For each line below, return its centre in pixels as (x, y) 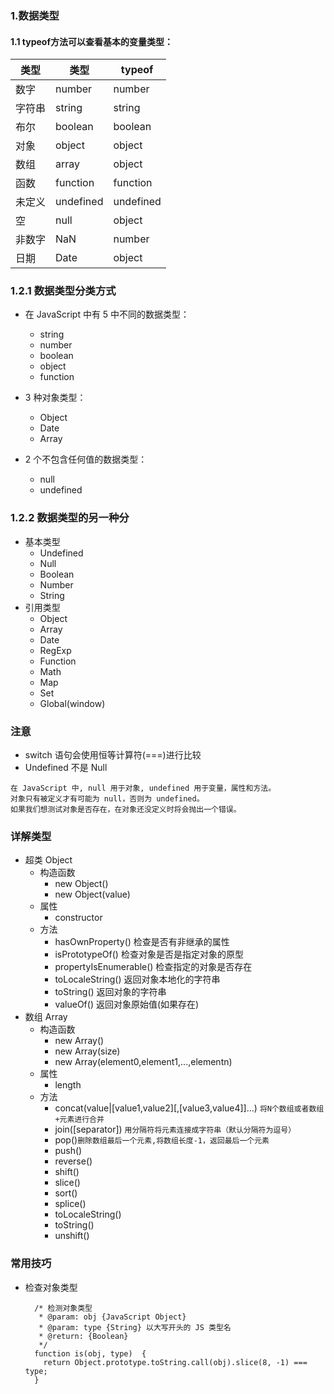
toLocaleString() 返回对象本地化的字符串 (137, 979)
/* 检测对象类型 (63, 1308)
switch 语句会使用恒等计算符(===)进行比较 (113, 755)
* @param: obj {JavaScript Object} (112, 1317)
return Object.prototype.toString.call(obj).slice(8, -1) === (175, 1362)
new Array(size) (87, 1051)
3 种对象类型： (55, 398)
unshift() (72, 1236)
